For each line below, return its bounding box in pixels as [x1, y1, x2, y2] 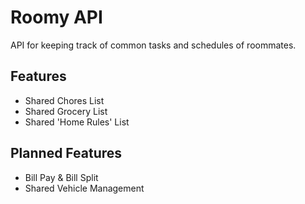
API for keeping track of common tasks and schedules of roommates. [10, 39, 297, 51]
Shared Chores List [24, 94, 105, 106]
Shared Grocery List [24, 105, 108, 117]
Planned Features [10, 145, 123, 162]
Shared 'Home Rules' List [24, 116, 130, 128]
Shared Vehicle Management [24, 182, 145, 194]
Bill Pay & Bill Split [24, 171, 99, 183]
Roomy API [10, 6, 103, 29]
